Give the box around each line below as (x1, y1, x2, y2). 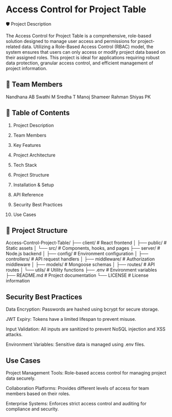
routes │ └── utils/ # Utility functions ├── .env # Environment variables (6, 267, 157, 273)
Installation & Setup (13, 182, 54, 188)
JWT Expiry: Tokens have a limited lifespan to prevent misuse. (6, 316, 137, 322)
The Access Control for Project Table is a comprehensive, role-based (6, 32, 152, 39)
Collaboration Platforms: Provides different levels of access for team (6, 385, 150, 391)
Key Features (13, 142, 41, 148)
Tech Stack (13, 162, 37, 168)
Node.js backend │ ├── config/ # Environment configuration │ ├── (6, 251, 149, 257)
